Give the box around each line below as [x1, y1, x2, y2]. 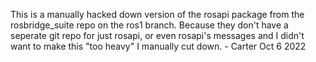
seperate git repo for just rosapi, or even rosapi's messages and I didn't [10, 30, 305, 41]
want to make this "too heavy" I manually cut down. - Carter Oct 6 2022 [10, 40, 307, 52]
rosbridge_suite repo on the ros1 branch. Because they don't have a [10, 19, 289, 31]
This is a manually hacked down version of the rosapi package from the [10, 9, 305, 20]
